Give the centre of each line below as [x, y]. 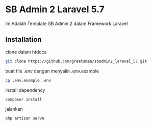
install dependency [25, 90]
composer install [24, 99]
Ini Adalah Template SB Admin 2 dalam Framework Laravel [67, 23]
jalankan [14, 109]
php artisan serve [25, 118]
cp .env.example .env [28, 80]
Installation [23, 40]
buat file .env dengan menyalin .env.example [52, 71]
